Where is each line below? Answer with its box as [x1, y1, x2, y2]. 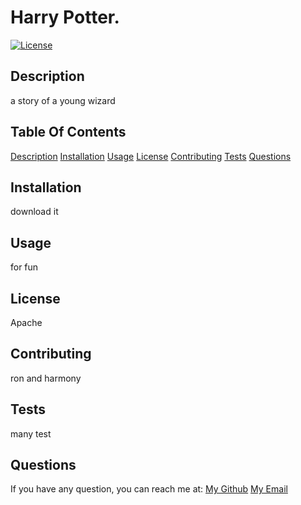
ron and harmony [10, 372, 82, 384]
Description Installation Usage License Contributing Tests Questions [10, 150, 292, 162]
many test [10, 427, 52, 440]
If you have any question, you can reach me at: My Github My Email [10, 483, 288, 495]
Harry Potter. [10, 6, 120, 29]
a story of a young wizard [10, 94, 116, 106]
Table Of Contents [10, 124, 127, 141]
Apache [10, 317, 43, 328]
